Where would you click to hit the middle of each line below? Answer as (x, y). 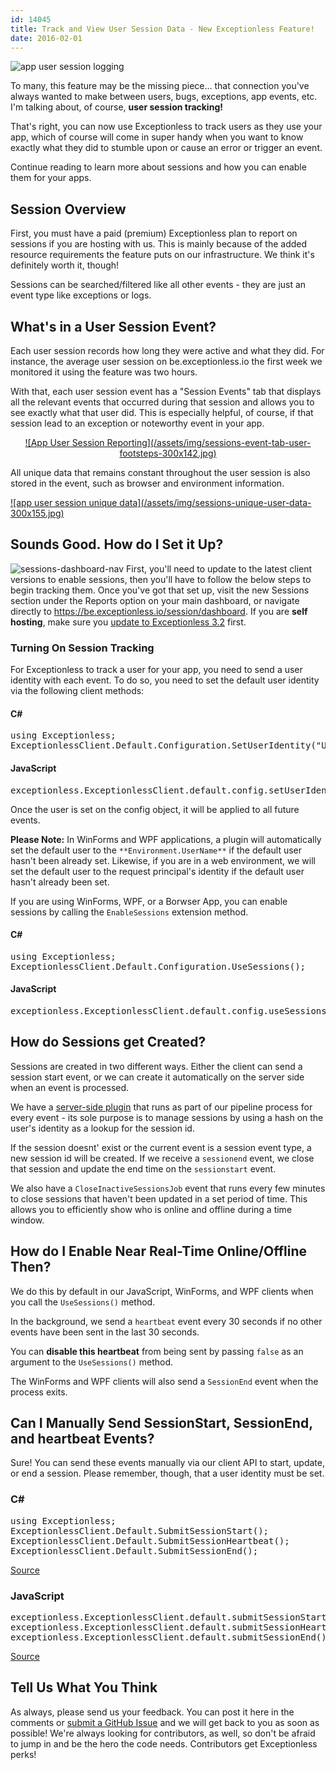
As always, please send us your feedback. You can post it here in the (152, 1712)
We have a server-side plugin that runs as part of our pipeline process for (161, 1107)
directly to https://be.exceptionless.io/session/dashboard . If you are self (159, 611)
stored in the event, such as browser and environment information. (147, 483)
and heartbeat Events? (82, 1438)
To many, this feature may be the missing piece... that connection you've (160, 86)
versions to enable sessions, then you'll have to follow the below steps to (161, 579)
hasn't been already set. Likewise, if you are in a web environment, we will (163, 860)
